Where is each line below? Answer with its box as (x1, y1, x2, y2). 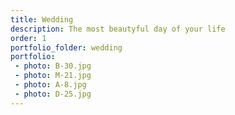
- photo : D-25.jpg (14, 89, 92, 99)
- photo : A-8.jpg (14, 80, 87, 90)
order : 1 (10, 33, 47, 43)
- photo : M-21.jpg (14, 71, 92, 81)
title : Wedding (10, 14, 74, 25)
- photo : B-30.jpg (14, 61, 92, 71)
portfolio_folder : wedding (10, 42, 123, 53)
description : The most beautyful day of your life (10, 24, 226, 34)
